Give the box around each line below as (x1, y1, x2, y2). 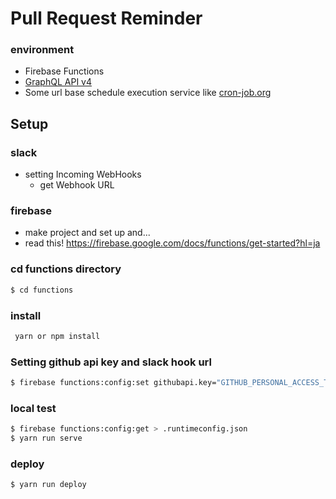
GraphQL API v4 (24, 76, 92, 88)
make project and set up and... (24, 227, 151, 239)
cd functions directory (10, 262, 122, 276)
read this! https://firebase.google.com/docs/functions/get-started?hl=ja (24, 237, 321, 249)
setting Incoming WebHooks (24, 168, 142, 181)
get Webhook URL (39, 179, 115, 191)
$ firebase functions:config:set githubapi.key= (10, 378, 217, 388)
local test (10, 401, 57, 415)
